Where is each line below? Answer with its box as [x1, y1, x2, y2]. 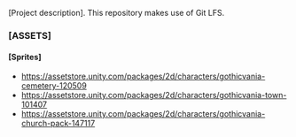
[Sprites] [8, 51, 42, 62]
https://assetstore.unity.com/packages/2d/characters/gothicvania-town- [20, 90, 287, 101]
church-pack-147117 [20, 118, 96, 129]
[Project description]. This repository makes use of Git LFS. [8, 8, 225, 18]
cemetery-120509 [20, 80, 88, 91]
